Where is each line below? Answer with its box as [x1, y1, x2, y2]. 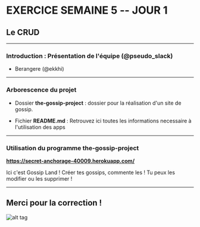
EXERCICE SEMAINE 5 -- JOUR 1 [6, 4, 168, 17]
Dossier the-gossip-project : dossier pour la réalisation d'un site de [14, 99, 182, 106]
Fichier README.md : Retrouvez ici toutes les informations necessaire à [14, 117, 192, 124]
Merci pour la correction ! [6, 198, 102, 208]
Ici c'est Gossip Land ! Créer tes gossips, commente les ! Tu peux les [6, 169, 176, 176]
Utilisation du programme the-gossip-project [6, 144, 139, 152]
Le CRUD [6, 27, 40, 37]
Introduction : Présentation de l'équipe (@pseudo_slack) [6, 52, 173, 60]
